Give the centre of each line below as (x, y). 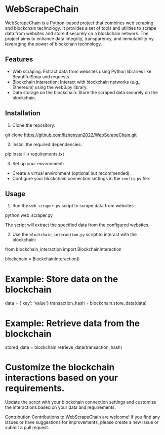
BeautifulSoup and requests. (41, 76)
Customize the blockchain (60, 367)
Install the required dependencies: (47, 144)
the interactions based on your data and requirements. (61, 407)
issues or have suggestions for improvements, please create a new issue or (82, 422)
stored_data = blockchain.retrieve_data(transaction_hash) (64, 347)
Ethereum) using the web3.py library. (50, 87)
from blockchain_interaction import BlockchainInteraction (63, 249)
